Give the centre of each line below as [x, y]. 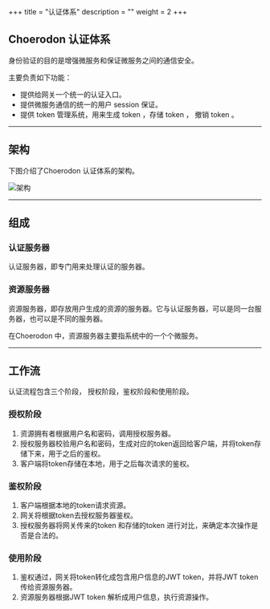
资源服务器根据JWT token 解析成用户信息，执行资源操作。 [117, 597]
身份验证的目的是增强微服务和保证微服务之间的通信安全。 [103, 60]
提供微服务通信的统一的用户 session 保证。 [91, 104]
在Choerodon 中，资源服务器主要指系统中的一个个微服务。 [105, 335]
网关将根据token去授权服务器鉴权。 [79, 515]
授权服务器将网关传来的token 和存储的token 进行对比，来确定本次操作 [135, 526]
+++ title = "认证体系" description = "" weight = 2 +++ [98, 12]
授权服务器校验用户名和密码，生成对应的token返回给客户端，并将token [137, 443]
